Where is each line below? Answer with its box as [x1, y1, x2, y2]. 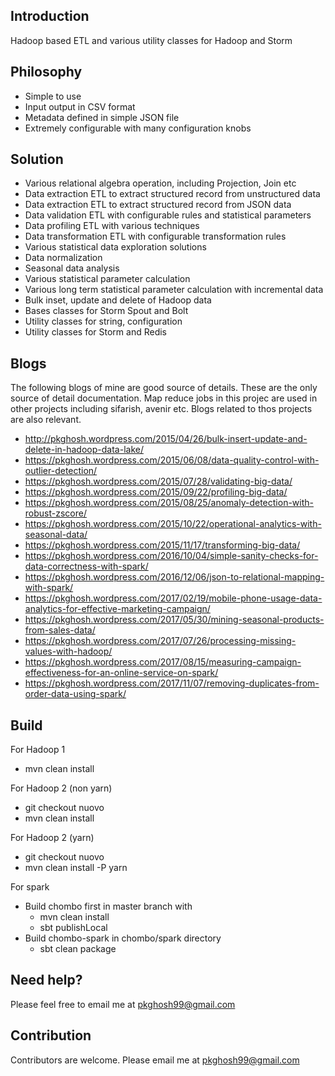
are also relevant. [10, 414, 82, 426]
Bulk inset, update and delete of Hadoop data [24, 294, 212, 306]
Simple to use [24, 90, 82, 102]
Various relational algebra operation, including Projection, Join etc [24, 177, 297, 189]
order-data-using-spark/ [24, 688, 127, 700]
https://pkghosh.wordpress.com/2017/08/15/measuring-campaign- [24, 656, 302, 668]
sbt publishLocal [39, 922, 108, 934]
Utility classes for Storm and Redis [24, 326, 167, 338]
